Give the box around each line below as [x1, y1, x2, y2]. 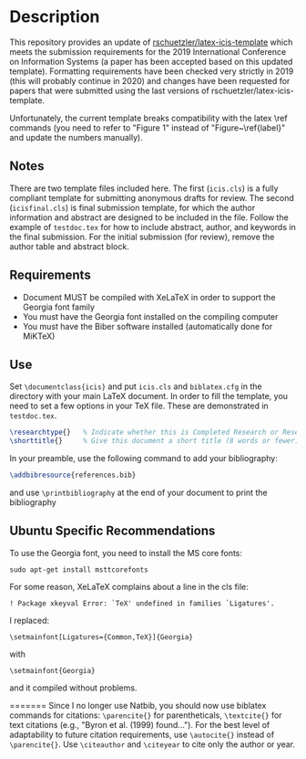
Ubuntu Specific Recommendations [9, 523, 216, 539]
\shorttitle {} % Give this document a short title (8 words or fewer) [9, 437, 300, 446]
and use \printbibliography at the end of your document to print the [9, 487, 268, 498]
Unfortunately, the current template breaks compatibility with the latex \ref [9, 112, 289, 123]
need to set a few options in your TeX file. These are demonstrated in [9, 400, 269, 412]
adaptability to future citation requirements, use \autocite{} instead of [9, 729, 275, 740]
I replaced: [9, 615, 50, 626]
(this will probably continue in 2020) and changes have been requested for [9, 75, 291, 86]
